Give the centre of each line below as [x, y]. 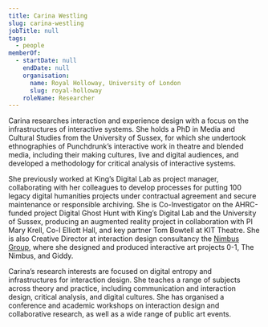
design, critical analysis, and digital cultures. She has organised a [116, 297]
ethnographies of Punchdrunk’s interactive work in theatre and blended [126, 146]
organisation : [46, 76]
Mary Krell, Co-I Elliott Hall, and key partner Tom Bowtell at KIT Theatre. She [134, 231]
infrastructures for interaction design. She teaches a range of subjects [124, 280]
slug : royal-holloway [66, 90]
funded [20, 213]
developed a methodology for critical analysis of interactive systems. [122, 163]
